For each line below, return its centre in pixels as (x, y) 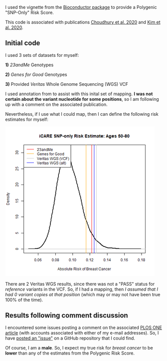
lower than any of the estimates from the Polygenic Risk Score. (70, 353)
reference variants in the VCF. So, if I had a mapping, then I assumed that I (82, 289)
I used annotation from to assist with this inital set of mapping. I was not (79, 94)
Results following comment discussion (67, 315)
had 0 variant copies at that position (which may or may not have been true (83, 294)
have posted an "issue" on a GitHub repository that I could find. (70, 338)
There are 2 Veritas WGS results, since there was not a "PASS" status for (80, 284)
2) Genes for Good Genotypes (36, 74)
